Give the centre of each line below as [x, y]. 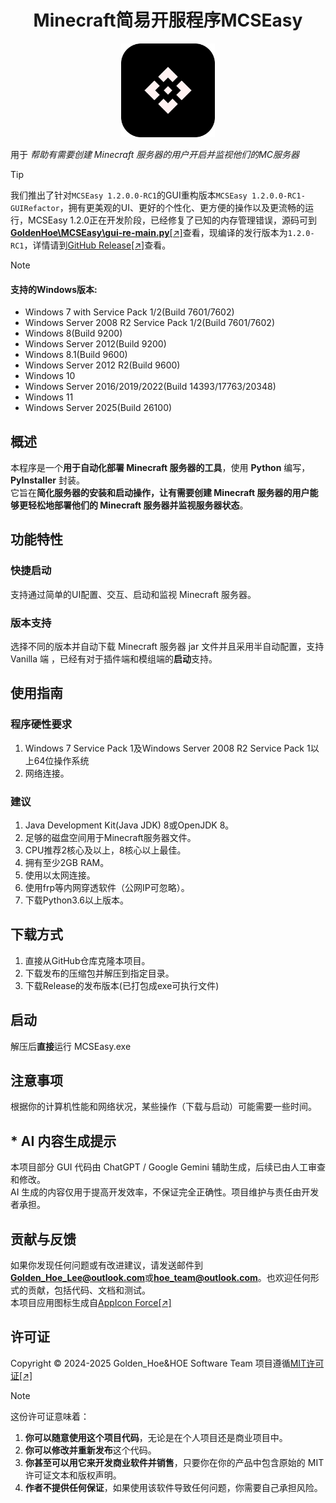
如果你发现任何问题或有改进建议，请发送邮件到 [106, 1265]
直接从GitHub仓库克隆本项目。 [87, 960]
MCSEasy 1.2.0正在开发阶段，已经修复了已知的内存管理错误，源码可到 [172, 220]
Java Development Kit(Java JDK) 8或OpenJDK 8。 [129, 825]
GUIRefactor [35, 208]
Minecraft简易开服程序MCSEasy [168, 20]
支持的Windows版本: [54, 289]
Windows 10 [50, 376]
